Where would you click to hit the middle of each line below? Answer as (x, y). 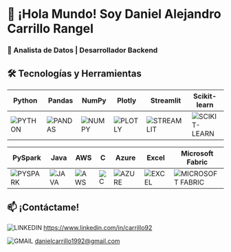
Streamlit (166, 101)
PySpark (27, 158)
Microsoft (197, 153)
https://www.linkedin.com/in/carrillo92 (98, 227)
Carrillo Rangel (51, 29)
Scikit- (205, 96)
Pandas (60, 101)
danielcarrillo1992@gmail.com (77, 241)
